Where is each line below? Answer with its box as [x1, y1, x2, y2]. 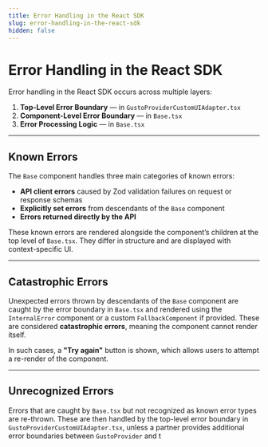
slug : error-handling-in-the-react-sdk [8, 19, 141, 27]
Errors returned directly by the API [19, 212, 137, 222]
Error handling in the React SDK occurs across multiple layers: [8, 87, 213, 96]
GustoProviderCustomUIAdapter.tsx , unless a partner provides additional [8, 422, 245, 432]
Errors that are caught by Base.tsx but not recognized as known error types [8, 406, 257, 415]
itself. [8, 330, 26, 339]
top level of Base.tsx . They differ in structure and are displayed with [8, 236, 231, 245]
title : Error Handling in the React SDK [8, 11, 145, 20]
